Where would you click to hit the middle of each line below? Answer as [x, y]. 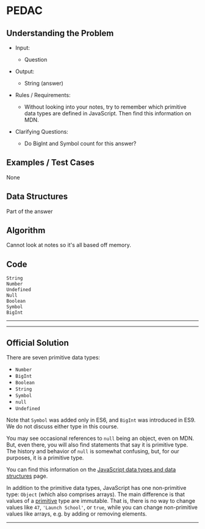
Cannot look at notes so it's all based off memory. [69, 245]
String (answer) [44, 83]
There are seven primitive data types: [53, 358]
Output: [25, 71]
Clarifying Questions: [41, 131]
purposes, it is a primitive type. [45, 458]
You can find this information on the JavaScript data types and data [91, 470]
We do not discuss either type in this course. [63, 426]
